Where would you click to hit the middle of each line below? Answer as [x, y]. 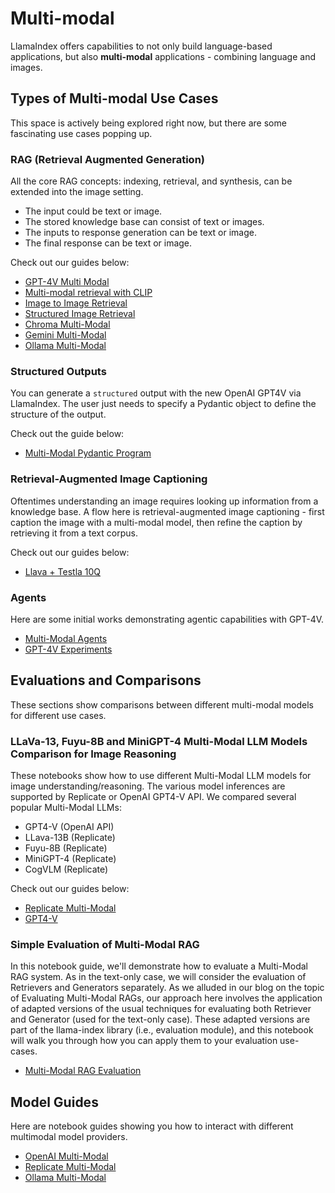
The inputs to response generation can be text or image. [140, 233]
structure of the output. [58, 414]
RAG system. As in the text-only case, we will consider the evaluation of [158, 977]
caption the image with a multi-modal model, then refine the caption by [156, 522]
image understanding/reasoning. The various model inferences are [148, 786]
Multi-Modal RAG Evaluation [83, 1071]
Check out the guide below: [67, 434]
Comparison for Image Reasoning [93, 754]
